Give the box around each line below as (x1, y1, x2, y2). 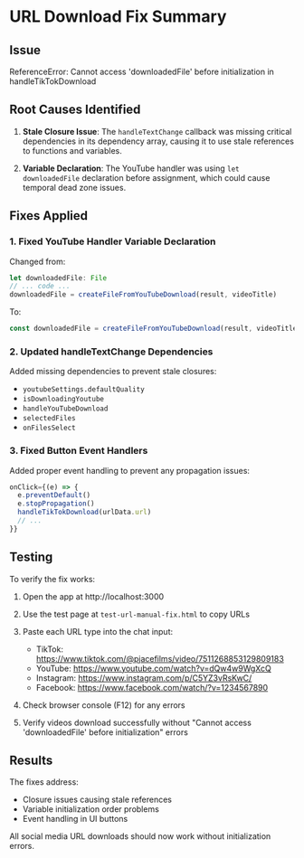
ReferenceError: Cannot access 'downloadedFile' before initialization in (9, 66, 274, 77)
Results (9, 753, 53, 768)
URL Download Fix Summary (9, 6, 227, 27)
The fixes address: (9, 777, 79, 787)
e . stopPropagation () (17, 499, 95, 508)
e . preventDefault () (17, 491, 91, 500)
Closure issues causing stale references (22, 794, 172, 806)
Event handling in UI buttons (22, 814, 128, 825)
